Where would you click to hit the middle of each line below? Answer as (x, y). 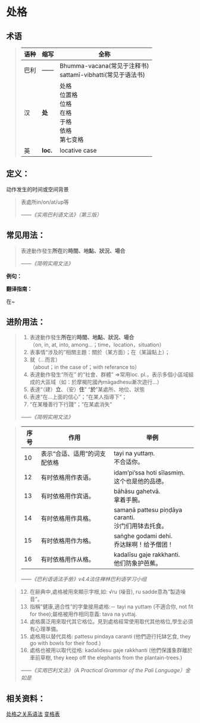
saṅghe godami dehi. (143, 536)
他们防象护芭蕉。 (138, 563)
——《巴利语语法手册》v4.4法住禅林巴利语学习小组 (84, 579)
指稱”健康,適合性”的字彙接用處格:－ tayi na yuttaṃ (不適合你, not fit (111, 607)
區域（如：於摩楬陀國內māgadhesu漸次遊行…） (104, 382)
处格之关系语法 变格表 (33, 714)
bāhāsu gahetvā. (137, 491)
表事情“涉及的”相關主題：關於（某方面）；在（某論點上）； (100, 352)
